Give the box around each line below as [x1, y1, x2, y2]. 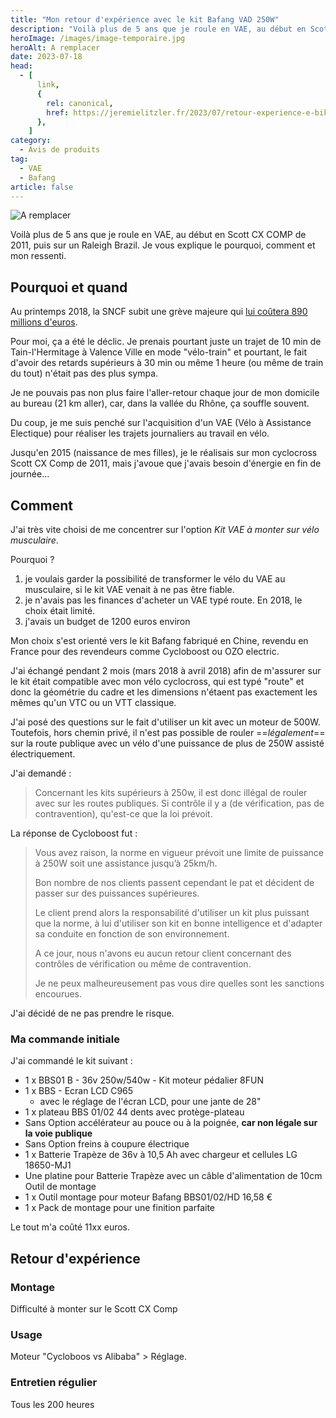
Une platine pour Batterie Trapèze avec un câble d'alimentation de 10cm [24, 1170, 323, 1182]
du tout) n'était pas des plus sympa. [10, 367, 159, 380]
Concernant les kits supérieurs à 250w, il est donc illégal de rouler [34, 787, 308, 798]
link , [36, 80, 60, 90]
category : [10, 136, 52, 146]
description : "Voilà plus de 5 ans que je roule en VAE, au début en [10, 24, 307, 34]
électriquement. [10, 748, 76, 760]
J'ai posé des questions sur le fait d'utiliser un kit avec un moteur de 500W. [10, 716, 321, 728]
